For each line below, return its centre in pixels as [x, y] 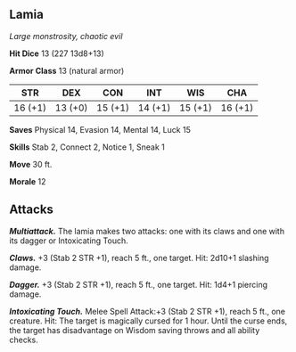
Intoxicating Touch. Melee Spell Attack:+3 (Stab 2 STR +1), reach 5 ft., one [147, 311]
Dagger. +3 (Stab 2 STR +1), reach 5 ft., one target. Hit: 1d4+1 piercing [139, 284]
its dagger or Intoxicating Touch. [69, 241]
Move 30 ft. [31, 164]
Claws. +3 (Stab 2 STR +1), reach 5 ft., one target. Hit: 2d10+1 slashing [139, 258]
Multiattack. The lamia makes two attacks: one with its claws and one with [147, 231]
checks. [24, 340]
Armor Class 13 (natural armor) [67, 70]
